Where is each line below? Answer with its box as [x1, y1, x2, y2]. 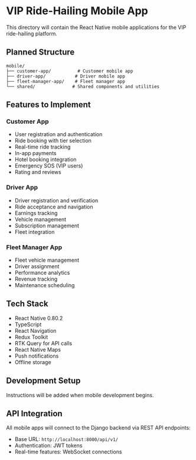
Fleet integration [14, 228, 55, 235]
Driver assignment [14, 263, 60, 270]
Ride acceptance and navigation [14, 203, 93, 210]
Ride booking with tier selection [14, 137, 92, 144]
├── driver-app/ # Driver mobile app [6, 73, 126, 79]
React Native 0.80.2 [14, 314, 63, 321]
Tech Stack [6, 299, 48, 309]
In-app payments [14, 150, 57, 157]
